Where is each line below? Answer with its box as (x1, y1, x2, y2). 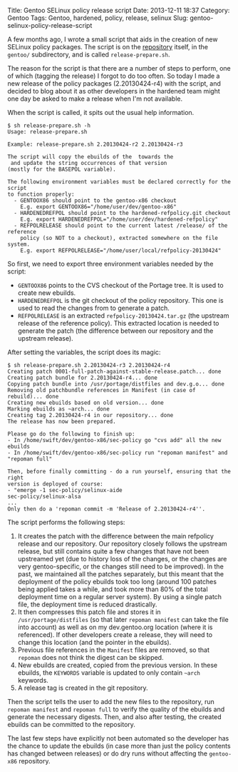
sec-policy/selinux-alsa (7, 493, 81, 500)
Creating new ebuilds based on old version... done (7, 399, 164, 406)
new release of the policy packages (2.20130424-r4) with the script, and (7, 79, 221, 88)
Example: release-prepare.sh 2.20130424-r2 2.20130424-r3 (7, 141, 183, 148)
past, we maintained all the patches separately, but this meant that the (17, 570, 224, 578)
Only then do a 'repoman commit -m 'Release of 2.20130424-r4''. (7, 506, 205, 513)
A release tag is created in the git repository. (17, 683, 148, 692)
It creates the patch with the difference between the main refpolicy (17, 532, 214, 540)
